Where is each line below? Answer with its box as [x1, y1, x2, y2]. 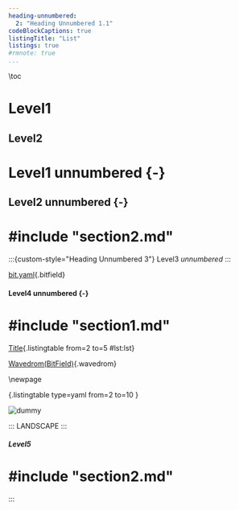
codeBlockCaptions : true [8, 27, 92, 35]
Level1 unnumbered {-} [8, 163, 166, 182]
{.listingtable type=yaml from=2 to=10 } [8, 389, 139, 399]
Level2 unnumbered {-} [8, 195, 129, 209]
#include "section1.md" [8, 316, 171, 335]
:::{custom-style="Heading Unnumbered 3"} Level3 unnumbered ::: [8, 254, 232, 264]
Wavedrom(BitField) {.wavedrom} [8, 359, 117, 368]
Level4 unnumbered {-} [8, 288, 89, 298]
